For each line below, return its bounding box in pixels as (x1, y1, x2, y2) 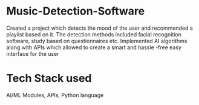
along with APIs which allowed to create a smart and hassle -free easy (6, 44, 181, 51)
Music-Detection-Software (6, 4, 145, 18)
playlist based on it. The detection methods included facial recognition (6, 30, 181, 38)
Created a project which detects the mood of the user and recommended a (6, 24, 194, 32)
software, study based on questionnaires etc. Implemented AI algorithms (6, 37, 188, 44)
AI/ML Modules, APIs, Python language (6, 91, 104, 98)
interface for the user (6, 50, 59, 57)
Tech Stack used (6, 72, 92, 86)
